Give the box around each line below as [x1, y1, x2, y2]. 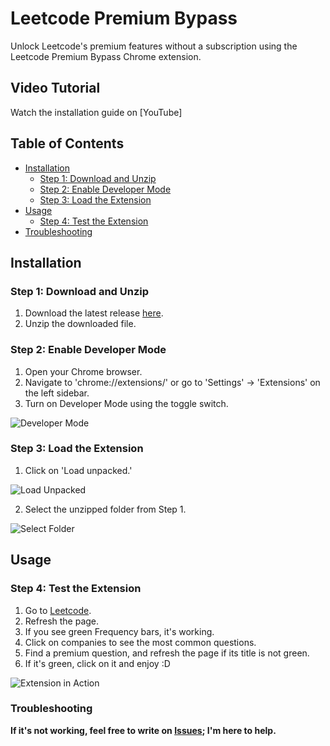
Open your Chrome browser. [24, 365, 143, 377]
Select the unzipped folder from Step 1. [24, 503, 187, 515]
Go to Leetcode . [24, 604, 92, 616]
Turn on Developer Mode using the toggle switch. [24, 397, 229, 409]
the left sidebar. [24, 387, 90, 399]
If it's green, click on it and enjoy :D [24, 657, 171, 669]
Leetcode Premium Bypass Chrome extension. [10, 50, 202, 62]
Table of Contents [10, 135, 125, 152]
